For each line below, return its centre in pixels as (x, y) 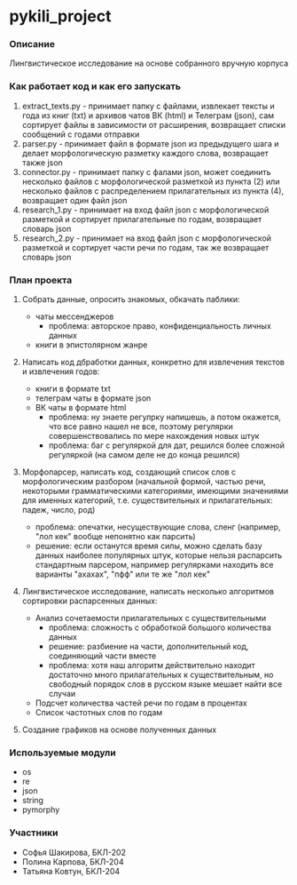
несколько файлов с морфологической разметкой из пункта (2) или (151, 181)
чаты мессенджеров (74, 316)
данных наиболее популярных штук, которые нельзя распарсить (159, 555)
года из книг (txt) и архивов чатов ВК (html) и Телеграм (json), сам (148, 115)
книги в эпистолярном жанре (91, 345)
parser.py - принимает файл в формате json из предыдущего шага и (150, 143)
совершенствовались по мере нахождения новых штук (154, 436)
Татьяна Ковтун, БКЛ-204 (71, 871)
